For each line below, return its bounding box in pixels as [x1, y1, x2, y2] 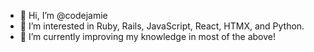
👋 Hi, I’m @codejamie [19, 10, 108, 21]
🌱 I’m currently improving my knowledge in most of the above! [19, 31, 276, 42]
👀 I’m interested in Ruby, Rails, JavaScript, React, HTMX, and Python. [19, 20, 305, 32]
